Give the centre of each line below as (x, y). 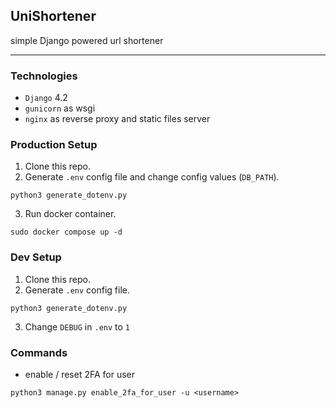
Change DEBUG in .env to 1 (77, 326)
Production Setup (54, 145)
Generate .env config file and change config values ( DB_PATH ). (152, 177)
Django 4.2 (46, 98)
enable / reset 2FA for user (80, 374)
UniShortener (53, 16)
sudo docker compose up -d (66, 232)
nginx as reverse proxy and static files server (117, 119)
